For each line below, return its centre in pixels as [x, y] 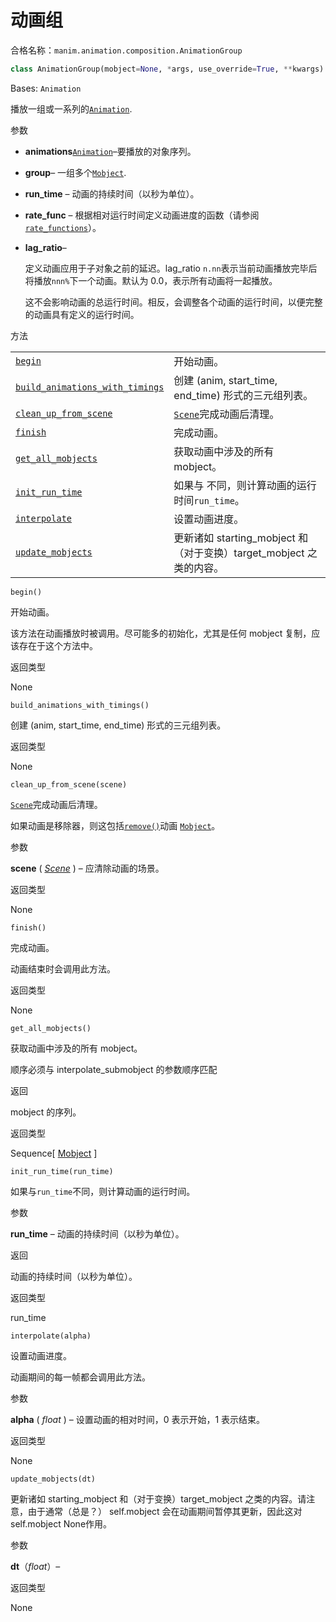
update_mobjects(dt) [53, 1479]
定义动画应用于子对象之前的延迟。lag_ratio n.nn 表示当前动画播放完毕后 [171, 268]
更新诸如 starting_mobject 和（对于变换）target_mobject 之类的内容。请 [158, 1498]
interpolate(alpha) [51, 1336]
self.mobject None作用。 [61, 1523]
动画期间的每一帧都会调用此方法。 [80, 1377]
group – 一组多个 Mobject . [75, 172]
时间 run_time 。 [209, 500]
